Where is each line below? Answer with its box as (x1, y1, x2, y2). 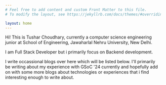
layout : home (5, 21, 32, 26)
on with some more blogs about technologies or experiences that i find (5, 69, 149, 75)
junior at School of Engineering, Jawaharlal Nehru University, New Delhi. (5, 40, 153, 45)
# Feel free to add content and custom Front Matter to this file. (5, 7, 147, 12)
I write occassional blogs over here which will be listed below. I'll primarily (5, 59, 156, 65)
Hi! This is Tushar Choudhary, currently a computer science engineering (5, 34, 152, 40)
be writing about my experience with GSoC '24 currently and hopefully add (5, 64, 158, 70)
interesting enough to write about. (5, 75, 74, 81)
